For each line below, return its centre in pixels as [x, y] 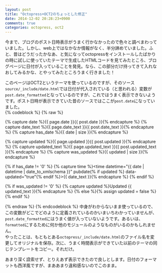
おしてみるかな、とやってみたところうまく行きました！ [60, 72]
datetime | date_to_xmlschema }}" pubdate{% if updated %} [65, 172]
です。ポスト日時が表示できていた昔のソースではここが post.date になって [78, 101]
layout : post [18, 9]
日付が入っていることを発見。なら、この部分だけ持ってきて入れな [91, 67]
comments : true [20, 23]
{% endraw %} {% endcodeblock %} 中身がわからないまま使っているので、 [80, 206]
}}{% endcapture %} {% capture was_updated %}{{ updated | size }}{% [77, 152]
